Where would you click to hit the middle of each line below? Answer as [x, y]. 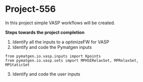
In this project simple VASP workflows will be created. [60, 23]
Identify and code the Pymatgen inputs [52, 47]
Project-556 [31, 9]
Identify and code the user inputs [46, 74]
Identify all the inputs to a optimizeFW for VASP [61, 42]
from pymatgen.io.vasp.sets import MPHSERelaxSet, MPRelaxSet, [72, 60]
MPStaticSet [17, 65]
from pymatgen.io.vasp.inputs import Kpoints [53, 56]
